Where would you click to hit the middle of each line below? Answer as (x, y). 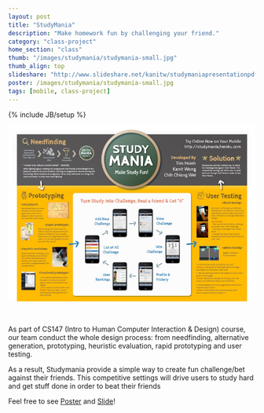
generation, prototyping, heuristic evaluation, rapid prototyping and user (125, 345)
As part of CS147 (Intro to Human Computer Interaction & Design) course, (127, 329)
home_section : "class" (45, 50)
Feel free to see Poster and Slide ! (62, 401)
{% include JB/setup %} (47, 115)
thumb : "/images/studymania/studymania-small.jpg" (93, 58)
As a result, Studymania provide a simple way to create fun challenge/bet (126, 369)
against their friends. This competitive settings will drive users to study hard (131, 378)
